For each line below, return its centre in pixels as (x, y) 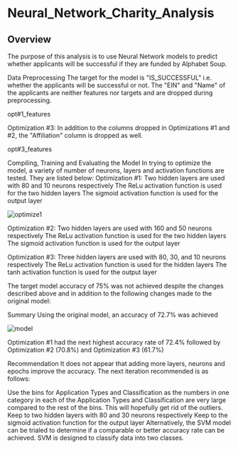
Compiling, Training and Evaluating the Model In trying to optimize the (109, 163)
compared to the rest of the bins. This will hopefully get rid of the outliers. (115, 407)
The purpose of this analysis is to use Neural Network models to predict (113, 56)
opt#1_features (29, 114)
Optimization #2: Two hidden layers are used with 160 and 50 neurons (110, 228)
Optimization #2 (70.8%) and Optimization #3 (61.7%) (86, 350)
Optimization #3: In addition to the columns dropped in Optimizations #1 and (119, 128)
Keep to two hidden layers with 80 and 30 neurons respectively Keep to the (118, 415)
